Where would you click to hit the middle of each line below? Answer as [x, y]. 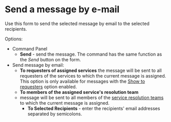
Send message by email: [38, 65]
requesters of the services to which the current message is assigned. [93, 76]
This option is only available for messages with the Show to [82, 81]
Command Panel [30, 48]
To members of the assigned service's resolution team [79, 92]
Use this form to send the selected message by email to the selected [77, 23]
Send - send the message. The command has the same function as [91, 54]
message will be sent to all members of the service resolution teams [92, 97]
